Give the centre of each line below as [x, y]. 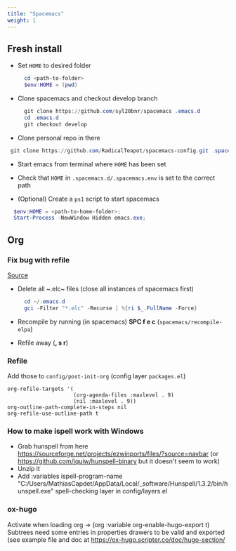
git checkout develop [56, 124]
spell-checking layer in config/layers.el [111, 491]
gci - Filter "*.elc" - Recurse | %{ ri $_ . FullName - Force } [111, 308]
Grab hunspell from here [53, 446]
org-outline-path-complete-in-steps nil [67, 408]
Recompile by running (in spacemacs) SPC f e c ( [88, 321]
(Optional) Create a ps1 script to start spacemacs [88, 199]
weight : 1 [22, 20]
